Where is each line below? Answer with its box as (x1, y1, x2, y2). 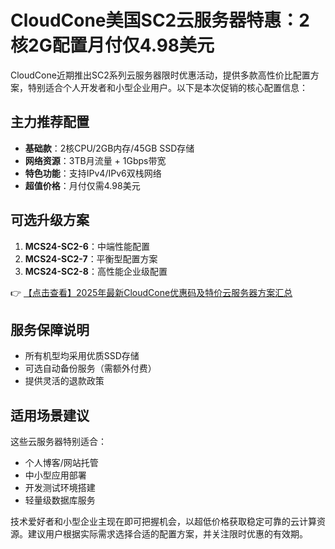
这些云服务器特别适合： (10, 436, 107, 448)
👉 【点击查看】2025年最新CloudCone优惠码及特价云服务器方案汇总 (10, 286, 293, 298)
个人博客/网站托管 (24, 457, 99, 469)
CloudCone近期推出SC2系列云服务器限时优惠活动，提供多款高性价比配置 (10, 69, 311, 81)
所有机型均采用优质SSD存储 (24, 350, 140, 362)
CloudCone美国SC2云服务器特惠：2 (10, 9, 310, 32)
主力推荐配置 (10, 114, 90, 131)
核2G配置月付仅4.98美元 (10, 34, 215, 57)
